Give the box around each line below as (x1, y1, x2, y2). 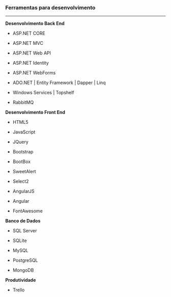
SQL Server (12, 228, 37, 234)
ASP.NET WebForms (12, 70, 56, 76)
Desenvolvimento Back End (5, 20, 65, 26)
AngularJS (12, 188, 35, 195)
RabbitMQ (12, 99, 34, 105)
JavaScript (12, 129, 36, 135)
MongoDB (12, 267, 34, 274)
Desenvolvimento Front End (5, 109, 65, 116)
